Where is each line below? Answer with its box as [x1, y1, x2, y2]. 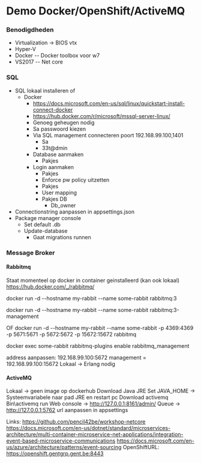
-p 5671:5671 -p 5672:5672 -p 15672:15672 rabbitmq [6, 330, 137, 338]
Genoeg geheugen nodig [32, 119, 95, 126]
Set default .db [23, 221, 61, 228]
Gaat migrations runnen [32, 233, 91, 240]
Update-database [23, 227, 68, 234]
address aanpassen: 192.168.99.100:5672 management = [6, 354, 147, 361]
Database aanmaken [32, 151, 84, 158]
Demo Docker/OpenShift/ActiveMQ [6, 4, 185, 18]
